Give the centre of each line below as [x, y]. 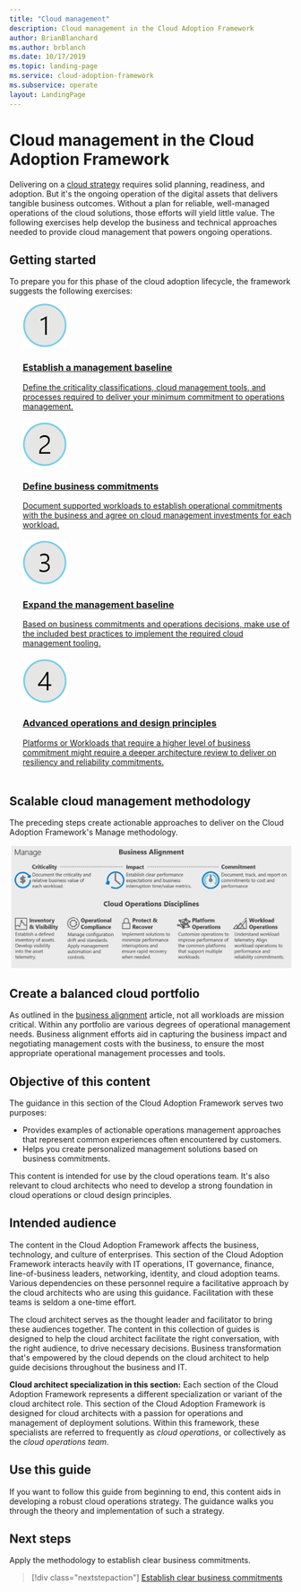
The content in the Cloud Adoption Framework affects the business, [134, 1245]
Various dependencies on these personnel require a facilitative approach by [149, 1282]
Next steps [40, 1539]
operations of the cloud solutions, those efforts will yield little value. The [142, 213]
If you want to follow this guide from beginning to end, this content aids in [145, 1491]
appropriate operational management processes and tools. [117, 1054]
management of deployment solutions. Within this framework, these [134, 1422]
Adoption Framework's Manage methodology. [94, 832]
